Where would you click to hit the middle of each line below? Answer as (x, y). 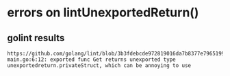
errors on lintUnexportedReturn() (103, 13)
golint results (36, 38)
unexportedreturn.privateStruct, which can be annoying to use (99, 66)
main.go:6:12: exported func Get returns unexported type (91, 60)
